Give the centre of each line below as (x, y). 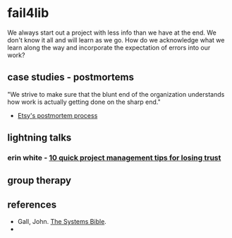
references (32, 204)
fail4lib (28, 13)
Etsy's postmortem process (57, 115)
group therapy (39, 180)
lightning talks (39, 138)
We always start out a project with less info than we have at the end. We (112, 32)
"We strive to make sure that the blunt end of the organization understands (116, 94)
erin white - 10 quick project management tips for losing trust (114, 158)
